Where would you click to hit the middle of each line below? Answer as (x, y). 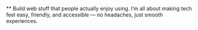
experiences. (22, 21)
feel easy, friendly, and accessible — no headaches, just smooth (85, 15)
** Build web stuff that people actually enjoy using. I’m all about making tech (99, 9)
